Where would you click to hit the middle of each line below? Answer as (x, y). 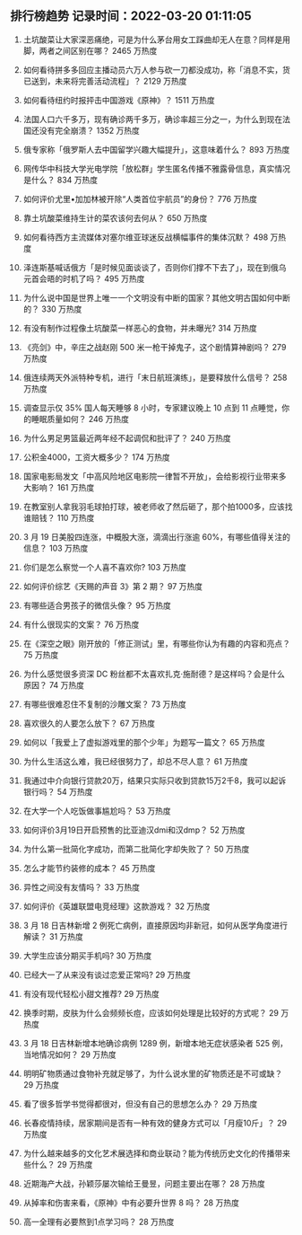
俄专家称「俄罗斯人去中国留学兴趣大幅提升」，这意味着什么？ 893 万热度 (156, 149)
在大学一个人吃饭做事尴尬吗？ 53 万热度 (97, 810)
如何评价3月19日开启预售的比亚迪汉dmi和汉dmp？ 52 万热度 (134, 830)
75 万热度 (41, 655)
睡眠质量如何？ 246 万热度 (80, 419)
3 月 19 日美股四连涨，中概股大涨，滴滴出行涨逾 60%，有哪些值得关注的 (156, 536)
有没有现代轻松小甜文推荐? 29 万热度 (91, 993)
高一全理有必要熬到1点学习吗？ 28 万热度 (99, 1222)
